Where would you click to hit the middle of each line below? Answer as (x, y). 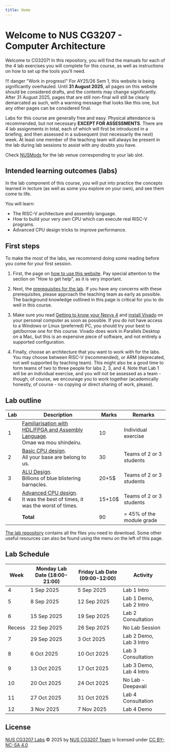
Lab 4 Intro (136, 671)
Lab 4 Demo (138, 709)
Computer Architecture (55, 46)
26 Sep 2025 (94, 628)
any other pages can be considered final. (48, 108)
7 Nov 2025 (92, 709)
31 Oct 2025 (93, 697)
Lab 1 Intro (136, 590)
